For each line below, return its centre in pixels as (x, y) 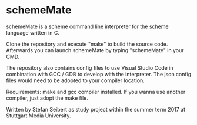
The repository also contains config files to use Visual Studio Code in (90, 67)
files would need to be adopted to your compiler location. (76, 80)
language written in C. (33, 32)
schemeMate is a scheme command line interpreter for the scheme (87, 26)
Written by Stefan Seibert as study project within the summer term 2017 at (96, 109)
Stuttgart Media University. (39, 116)
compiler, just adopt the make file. (47, 98)
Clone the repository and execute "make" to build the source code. (87, 44)
